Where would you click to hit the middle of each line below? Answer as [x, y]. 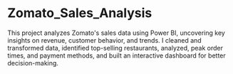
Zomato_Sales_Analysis [80, 13]
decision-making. [33, 63]
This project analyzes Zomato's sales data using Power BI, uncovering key [116, 33]
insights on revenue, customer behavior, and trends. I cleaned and [104, 40]
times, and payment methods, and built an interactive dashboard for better [116, 55]
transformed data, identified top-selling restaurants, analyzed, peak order [115, 48]
